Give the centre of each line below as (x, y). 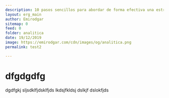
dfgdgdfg (25, 76)
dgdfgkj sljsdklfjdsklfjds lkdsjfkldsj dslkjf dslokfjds (57, 90)
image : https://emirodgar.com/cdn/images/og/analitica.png (68, 42)
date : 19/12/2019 (23, 38)
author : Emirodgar (24, 19)
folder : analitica (24, 33)
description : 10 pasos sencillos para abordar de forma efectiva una (80, 10)
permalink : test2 (23, 47)
